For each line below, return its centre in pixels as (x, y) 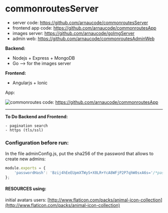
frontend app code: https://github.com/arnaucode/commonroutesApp (84, 28)
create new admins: (25, 159)
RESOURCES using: (26, 189)
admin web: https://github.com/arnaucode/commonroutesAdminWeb (83, 39)
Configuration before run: (37, 142)
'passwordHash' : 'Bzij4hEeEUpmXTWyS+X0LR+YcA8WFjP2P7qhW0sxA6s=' (84, 173)
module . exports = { (25, 168)
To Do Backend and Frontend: (36, 116)
